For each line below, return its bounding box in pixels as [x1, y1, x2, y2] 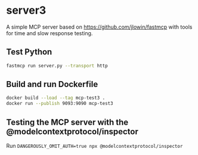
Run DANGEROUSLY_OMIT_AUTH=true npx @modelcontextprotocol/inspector [6, 142, 183, 149]
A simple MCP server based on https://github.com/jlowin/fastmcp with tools [6, 23, 193, 30]
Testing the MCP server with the [6, 117, 129, 127]
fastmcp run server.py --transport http [6, 63, 109, 69]
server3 [6, 4, 47, 17]
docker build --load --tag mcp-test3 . [6, 95, 106, 101]
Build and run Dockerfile [6, 79, 98, 89]
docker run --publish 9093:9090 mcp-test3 [6, 101, 113, 107]
